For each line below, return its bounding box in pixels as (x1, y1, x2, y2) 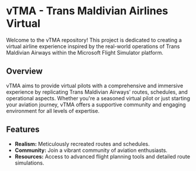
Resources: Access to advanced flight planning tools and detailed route (14, 153, 191, 160)
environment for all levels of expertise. (6, 107, 99, 114)
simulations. (14, 159, 44, 166)
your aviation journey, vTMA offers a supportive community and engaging (6, 101, 187, 108)
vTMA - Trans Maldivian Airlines (6, 4, 169, 18)
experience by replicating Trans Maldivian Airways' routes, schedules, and (6, 88, 188, 96)
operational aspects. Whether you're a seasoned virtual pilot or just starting (6, 94, 191, 102)
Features (6, 125, 40, 135)
